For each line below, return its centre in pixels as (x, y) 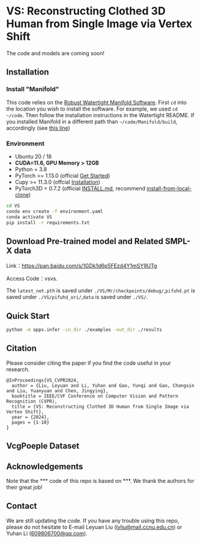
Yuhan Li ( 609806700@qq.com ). (47, 533)
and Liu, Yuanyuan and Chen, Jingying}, (58, 391)
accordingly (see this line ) (38, 128)
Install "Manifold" (33, 89)
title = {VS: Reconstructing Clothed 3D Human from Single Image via (100, 407)
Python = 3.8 (31, 169)
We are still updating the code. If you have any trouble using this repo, (93, 520)
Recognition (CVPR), (32, 401)
